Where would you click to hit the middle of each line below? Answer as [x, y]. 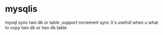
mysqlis [21, 9]
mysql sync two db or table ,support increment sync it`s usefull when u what [82, 22]
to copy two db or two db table [36, 27]
